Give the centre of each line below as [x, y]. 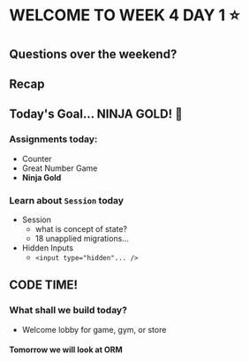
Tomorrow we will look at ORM [66, 350]
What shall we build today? [68, 311]
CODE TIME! [43, 285]
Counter [37, 158]
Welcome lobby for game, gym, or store [94, 329]
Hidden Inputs [47, 248]
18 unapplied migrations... [82, 238]
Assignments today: [53, 139]
